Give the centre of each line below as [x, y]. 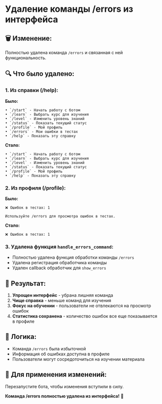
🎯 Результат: [25, 283]
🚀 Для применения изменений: [56, 375]
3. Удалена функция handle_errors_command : [59, 247]
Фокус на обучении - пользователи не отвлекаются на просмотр [81, 306]
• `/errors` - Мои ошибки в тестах [42, 131]
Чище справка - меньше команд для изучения [62, 301]
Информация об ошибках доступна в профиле [61, 354]
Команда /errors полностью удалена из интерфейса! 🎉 [65, 396]
